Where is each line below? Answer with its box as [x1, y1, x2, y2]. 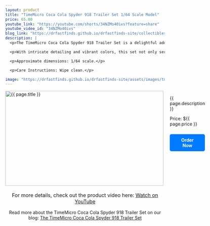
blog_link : [5, 31, 28, 36]
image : [5, 77, 19, 82]
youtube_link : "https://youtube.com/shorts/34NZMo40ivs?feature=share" [5, 21, 159, 27]
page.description [170, 101, 205, 107]
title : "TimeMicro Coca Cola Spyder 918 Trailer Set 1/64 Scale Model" [5, 12, 159, 17]
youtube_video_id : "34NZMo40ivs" [5, 26, 76, 31]
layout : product [5, 7, 39, 13]
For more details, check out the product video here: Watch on [12, 192, 158, 199]
